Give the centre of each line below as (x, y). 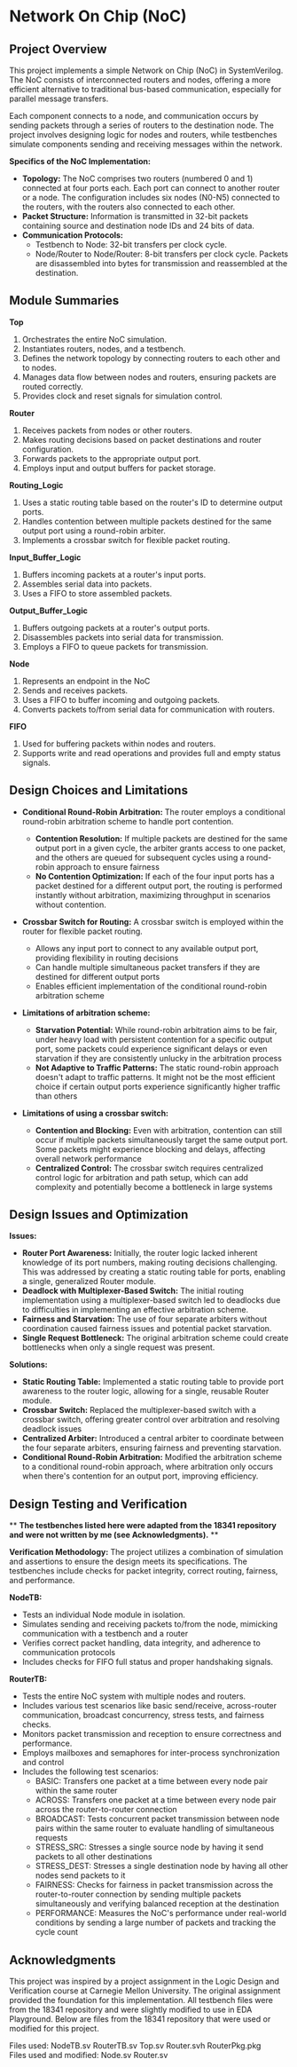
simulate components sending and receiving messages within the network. (146, 144)
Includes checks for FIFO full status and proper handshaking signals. (147, 1662)
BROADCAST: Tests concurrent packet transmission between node (157, 1819)
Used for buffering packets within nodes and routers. (119, 744)
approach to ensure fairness (108, 866)
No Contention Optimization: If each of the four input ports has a (155, 876)
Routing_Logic (36, 485)
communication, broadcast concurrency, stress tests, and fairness (143, 1716)
